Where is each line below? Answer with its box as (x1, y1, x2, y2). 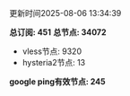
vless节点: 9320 (22, 46, 82, 57)
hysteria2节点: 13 (22, 57, 86, 67)
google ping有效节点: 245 (9, 76, 106, 87)
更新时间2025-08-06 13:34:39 (9, 8, 122, 18)
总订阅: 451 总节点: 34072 (9, 27, 107, 38)
